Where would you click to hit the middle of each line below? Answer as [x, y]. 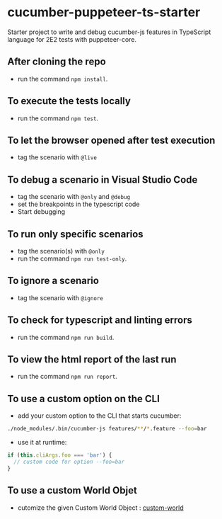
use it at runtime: [42, 443]
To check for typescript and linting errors [100, 320]
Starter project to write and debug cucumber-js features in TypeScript [109, 32]
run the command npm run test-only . [72, 258]
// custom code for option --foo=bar [69, 462]
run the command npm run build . [66, 337]
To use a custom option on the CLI [84, 398]
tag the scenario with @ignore [60, 297]
